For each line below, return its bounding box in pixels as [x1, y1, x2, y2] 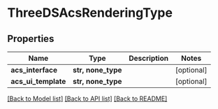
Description [129, 54, 169, 63]
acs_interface [10, 65, 58, 75]
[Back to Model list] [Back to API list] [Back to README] [7, 94, 168, 103]
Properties [7, 33, 54, 45]
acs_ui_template [10, 77, 66, 86]
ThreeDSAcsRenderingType [7, 5, 173, 21]
